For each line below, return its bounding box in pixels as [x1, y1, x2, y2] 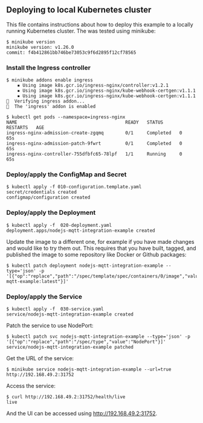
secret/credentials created [6, 189, 77, 196]
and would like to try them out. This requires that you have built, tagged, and [6, 244, 196, 252]
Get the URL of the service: [6, 355, 74, 361]
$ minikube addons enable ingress [6, 77, 94, 83]
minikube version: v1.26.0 [6, 44, 74, 50]
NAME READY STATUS [6, 119, 164, 126]
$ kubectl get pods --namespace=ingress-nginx [6, 114, 126, 120]
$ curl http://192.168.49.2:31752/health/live [6, 394, 126, 400]
